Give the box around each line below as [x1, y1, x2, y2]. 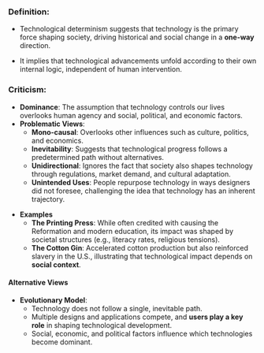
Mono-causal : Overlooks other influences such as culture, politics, [31, 127, 250, 136]
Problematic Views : [19, 119, 85, 128]
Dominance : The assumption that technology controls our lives [19, 102, 225, 112]
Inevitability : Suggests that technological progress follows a [31, 144, 228, 154]
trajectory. [31, 194, 65, 203]
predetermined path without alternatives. [31, 152, 164, 162]
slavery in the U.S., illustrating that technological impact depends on [31, 251, 253, 261]
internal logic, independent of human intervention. [19, 65, 183, 74]
